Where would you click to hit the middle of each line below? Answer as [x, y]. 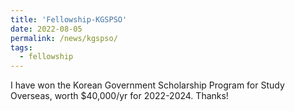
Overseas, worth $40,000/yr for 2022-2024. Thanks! [119, 96]
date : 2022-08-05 [46, 29]
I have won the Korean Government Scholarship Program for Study [147, 85]
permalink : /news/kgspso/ [64, 38]
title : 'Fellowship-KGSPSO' [69, 19]
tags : [21, 47]
